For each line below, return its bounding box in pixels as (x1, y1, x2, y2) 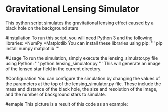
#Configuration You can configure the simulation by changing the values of (5, 75, 160, 81)
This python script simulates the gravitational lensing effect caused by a (5, 20, 154, 26)
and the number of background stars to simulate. (5, 91, 106, 97)
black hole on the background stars (5, 25, 79, 31)
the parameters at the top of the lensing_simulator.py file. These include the (5, 81, 161, 87)
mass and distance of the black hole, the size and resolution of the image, (5, 86, 158, 92)
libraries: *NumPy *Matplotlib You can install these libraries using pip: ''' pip (5, 40, 163, 46)
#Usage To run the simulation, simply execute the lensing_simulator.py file (5, 55, 158, 61)
